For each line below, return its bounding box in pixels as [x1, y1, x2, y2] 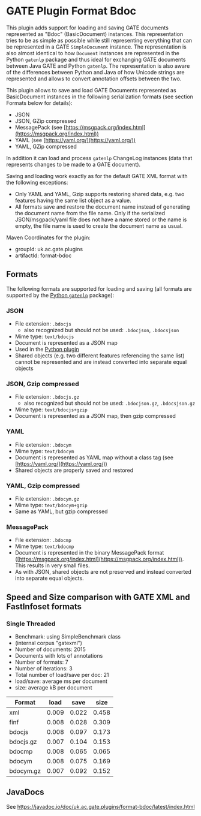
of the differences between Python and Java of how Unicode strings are [6, 68, 185, 76]
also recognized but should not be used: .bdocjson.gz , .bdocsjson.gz [23, 400, 196, 407]
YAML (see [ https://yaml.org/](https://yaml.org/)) [14, 136, 136, 143]
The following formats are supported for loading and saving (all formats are [6, 285, 192, 292]
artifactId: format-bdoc [14, 252, 72, 259]
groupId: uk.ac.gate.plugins [14, 245, 83, 252]
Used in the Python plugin [14, 346, 79, 353]
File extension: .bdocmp [14, 537, 72, 544]
